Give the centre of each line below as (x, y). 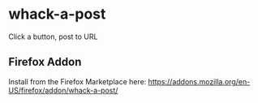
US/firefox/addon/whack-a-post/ (63, 90)
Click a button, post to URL (53, 36)
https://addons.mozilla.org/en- (199, 81)
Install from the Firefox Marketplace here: (77, 81)
